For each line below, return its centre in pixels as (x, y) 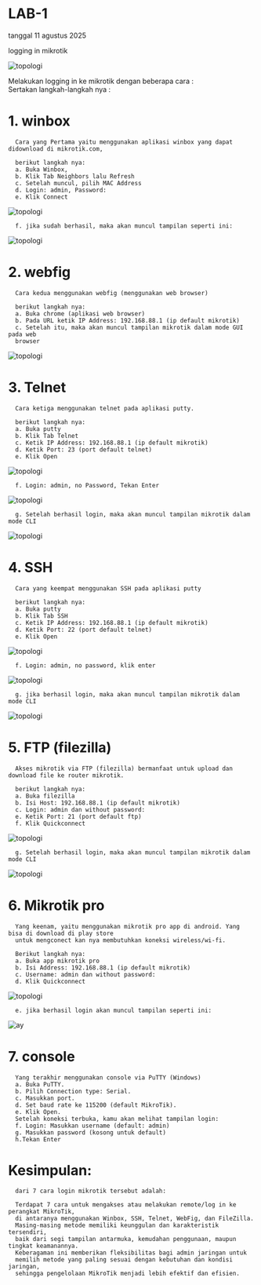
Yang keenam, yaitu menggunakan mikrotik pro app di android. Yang (128, 926)
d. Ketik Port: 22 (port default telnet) (84, 630)
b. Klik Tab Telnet (47, 436)
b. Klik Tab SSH (42, 616)
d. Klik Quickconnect (51, 981)
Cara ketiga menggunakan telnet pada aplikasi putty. (105, 408)
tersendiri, (27, 1232)
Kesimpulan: (50, 1170)
